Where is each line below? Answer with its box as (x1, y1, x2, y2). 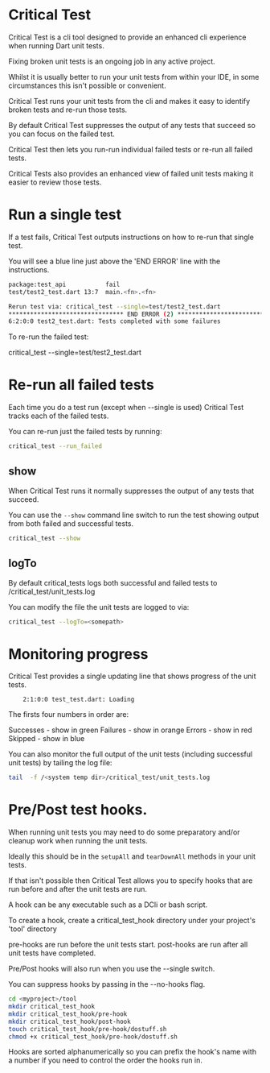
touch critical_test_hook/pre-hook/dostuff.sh (8, 1025, 167, 1033)
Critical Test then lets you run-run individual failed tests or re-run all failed (8, 144, 253, 154)
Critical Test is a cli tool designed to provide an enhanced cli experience (8, 32, 247, 42)
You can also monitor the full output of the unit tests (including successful (8, 749, 253, 759)
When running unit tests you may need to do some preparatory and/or (8, 827, 240, 837)
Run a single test (8, 205, 122, 224)
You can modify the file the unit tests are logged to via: (8, 602, 190, 611)
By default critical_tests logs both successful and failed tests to (8, 578, 218, 587)
